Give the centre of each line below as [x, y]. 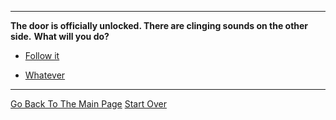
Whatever [45, 75]
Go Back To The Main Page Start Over [88, 104]
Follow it [42, 55]
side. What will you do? [60, 36]
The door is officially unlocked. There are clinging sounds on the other [159, 25]
